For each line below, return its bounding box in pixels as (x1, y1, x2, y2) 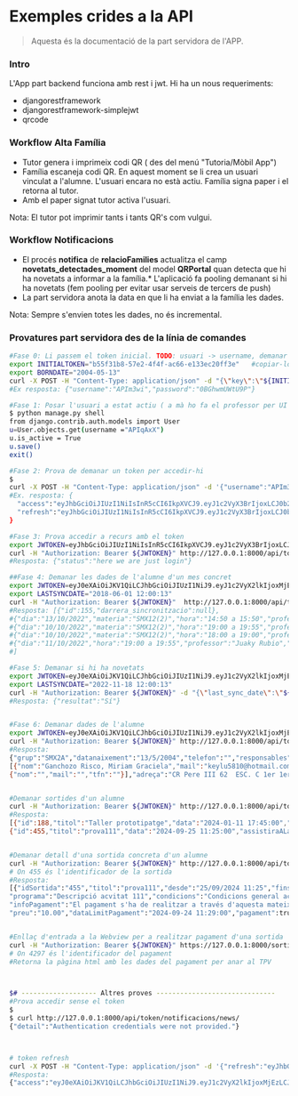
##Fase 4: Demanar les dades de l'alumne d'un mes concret (9, 573, 232, 582)
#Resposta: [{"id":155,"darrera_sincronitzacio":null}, (9, 606, 220, 615)
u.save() (9, 442, 42, 451)
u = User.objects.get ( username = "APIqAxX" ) (9, 425, 165, 435)
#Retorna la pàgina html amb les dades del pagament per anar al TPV (9, 957, 272, 966)
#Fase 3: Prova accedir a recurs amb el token (9, 532, 184, 541)
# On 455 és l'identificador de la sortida (9, 867, 173, 876)
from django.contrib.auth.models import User (9, 417, 180, 426)
